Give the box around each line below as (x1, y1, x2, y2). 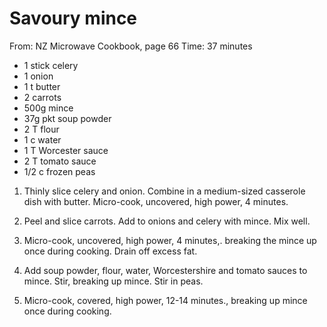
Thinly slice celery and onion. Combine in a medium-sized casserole (23, 185, 306, 197)
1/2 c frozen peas (23, 165, 96, 177)
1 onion (23, 70, 54, 82)
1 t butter (23, 80, 61, 92)
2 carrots (23, 91, 62, 103)
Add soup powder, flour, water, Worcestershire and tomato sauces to (23, 264, 308, 276)
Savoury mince (9, 7, 138, 30)
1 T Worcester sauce (23, 144, 109, 156)
